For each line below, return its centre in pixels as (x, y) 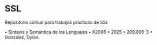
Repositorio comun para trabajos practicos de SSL (56, 22)
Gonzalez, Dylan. (22, 37)
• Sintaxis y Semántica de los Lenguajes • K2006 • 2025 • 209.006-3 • (79, 32)
